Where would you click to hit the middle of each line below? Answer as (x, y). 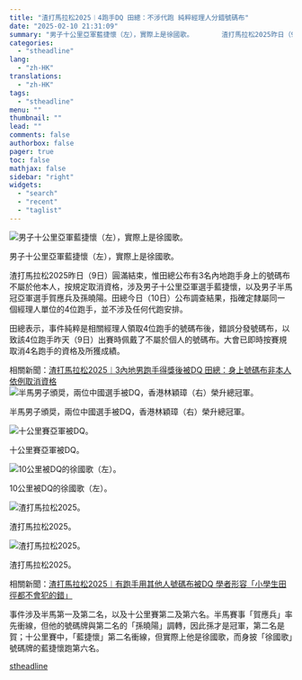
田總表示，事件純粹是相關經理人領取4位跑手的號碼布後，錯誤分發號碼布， (146, 328)
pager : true (31, 151)
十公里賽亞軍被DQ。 (47, 449)
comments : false (40, 135)
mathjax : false (38, 168)
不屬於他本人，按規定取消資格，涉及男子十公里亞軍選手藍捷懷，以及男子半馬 (151, 286)
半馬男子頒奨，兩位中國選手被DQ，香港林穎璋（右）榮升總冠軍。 (129, 412)
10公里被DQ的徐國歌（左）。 (61, 488)
